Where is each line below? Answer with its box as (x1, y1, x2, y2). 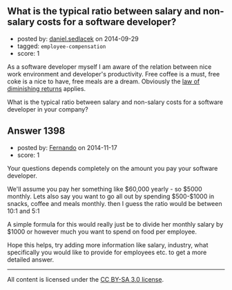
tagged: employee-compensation (17, 41, 106, 50)
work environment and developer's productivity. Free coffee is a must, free (7, 70, 220, 78)
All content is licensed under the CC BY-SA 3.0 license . (7, 275, 164, 283)
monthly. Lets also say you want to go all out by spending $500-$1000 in (7, 192, 215, 200)
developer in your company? (7, 105, 88, 113)
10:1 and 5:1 (7, 207, 40, 215)
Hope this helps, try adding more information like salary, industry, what (7, 240, 209, 249)
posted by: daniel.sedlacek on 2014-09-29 (17, 34, 139, 43)
